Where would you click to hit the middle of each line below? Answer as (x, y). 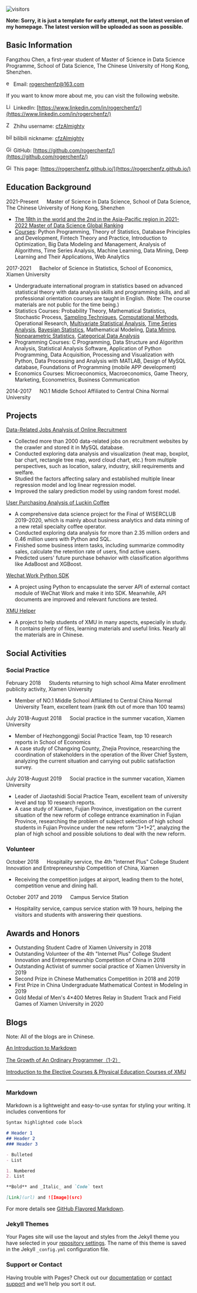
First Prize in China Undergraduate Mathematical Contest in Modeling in (101, 985)
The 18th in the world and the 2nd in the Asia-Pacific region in (89, 219)
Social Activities (36, 653)
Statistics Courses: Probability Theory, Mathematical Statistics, (91, 311)
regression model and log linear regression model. (75, 485)
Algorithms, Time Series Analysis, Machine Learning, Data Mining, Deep (101, 250)
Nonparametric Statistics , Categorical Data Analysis (77, 336)
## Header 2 (21, 1139)
